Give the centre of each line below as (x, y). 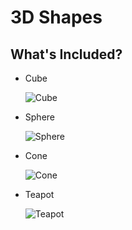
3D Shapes (56, 17)
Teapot (39, 194)
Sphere (39, 117)
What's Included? (66, 54)
